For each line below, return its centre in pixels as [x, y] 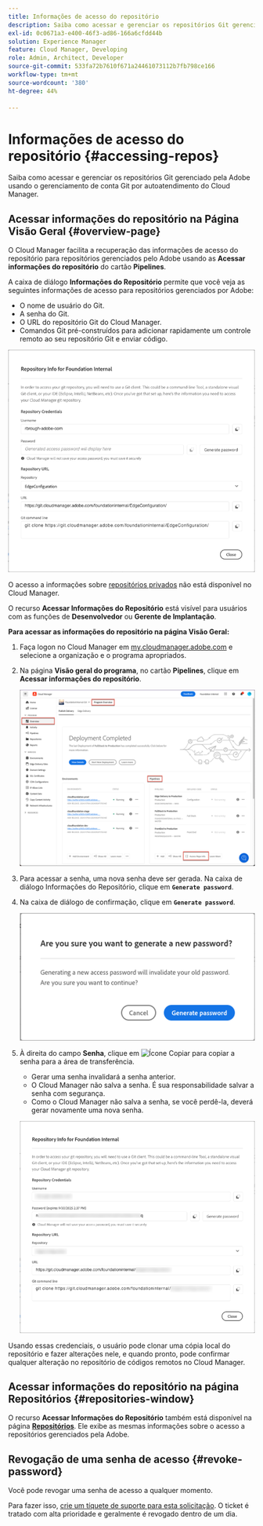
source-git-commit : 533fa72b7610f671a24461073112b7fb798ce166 [112, 67]
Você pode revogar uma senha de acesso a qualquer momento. [111, 1491]
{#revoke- [217, 1459]
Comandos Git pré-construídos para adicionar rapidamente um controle [135, 330]
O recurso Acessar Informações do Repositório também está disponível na [130, 1418]
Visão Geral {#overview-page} [85, 231]
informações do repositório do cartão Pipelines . [87, 267]
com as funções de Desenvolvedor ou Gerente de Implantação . [112, 617]
